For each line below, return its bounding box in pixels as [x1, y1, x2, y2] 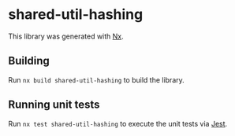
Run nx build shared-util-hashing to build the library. [8, 75, 185, 84]
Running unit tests [8, 98, 100, 112]
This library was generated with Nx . [8, 31, 124, 41]
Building [8, 54, 50, 68]
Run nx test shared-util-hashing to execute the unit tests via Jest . [8, 119, 228, 128]
